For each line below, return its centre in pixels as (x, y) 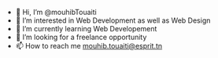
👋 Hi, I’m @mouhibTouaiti (56, 12)
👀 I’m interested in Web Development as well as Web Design (113, 20)
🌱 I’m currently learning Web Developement (86, 29)
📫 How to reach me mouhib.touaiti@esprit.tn (89, 46)
